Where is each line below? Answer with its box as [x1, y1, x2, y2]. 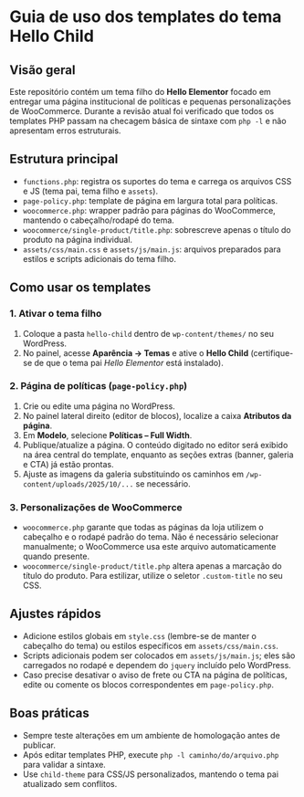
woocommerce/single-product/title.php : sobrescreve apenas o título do [22, 224, 291, 235]
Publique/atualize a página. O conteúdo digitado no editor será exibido [22, 439, 288, 450]
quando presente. [22, 551, 89, 562]
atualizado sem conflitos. [22, 778, 118, 789]
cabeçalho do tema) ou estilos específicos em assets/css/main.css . [22, 640, 278, 651]
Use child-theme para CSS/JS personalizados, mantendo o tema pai [22, 769, 279, 780]
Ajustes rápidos [9, 606, 102, 622]
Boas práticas [9, 706, 89, 721]
